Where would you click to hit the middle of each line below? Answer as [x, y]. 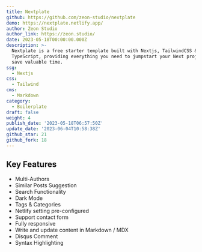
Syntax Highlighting [39, 242]
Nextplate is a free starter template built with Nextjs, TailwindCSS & [105, 51]
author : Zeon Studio [32, 28]
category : [19, 101]
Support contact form [42, 217]
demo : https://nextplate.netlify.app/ [55, 23]
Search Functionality [40, 191]
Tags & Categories [38, 204]
